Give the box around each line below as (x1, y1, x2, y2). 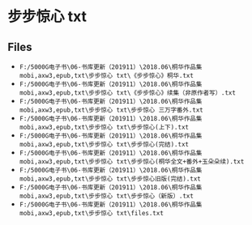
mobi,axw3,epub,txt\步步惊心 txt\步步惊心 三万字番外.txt (19, 106, 203, 114)
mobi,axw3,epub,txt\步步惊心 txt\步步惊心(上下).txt (19, 123, 190, 131)
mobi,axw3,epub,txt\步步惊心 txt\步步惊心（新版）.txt (19, 192, 194, 200)
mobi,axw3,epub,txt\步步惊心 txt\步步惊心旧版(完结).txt (19, 175, 202, 183)
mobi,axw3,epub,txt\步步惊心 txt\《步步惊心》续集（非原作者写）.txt (19, 89, 237, 97)
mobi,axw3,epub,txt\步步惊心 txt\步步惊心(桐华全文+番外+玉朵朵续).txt (19, 158, 245, 166)
